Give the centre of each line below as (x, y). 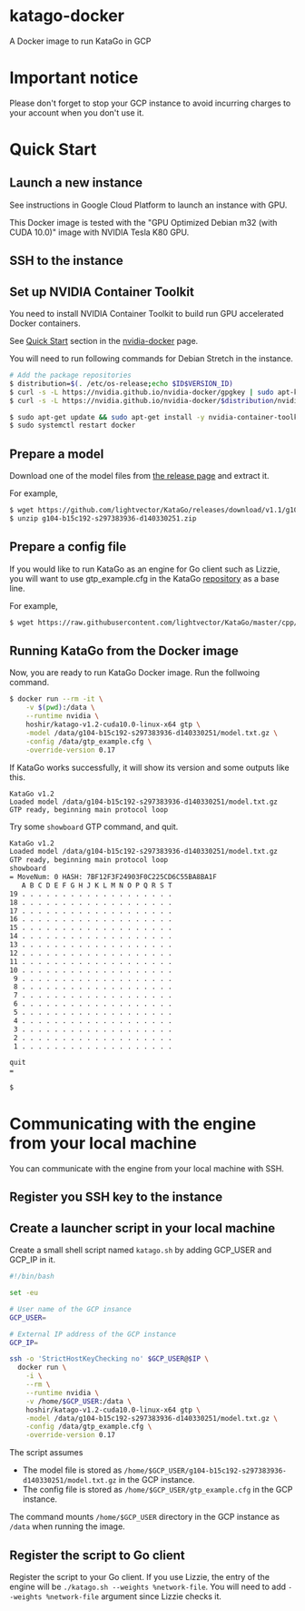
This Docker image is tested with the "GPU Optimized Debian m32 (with (143, 222)
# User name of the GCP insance (70, 1309)
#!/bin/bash (32, 1277)
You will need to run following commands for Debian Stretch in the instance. (151, 359)
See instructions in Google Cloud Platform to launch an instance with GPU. (148, 205)
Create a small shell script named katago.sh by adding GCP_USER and (141, 1250)
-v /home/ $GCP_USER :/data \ (79, 1401)
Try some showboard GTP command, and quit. (94, 826)
